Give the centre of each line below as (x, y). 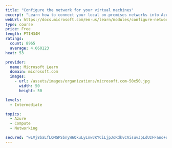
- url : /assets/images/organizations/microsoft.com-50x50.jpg (82, 81)
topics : (14, 114)
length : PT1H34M (23, 34)
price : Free (18, 29)
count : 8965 (23, 44)
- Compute (20, 123)
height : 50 (30, 91)
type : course (19, 24)
